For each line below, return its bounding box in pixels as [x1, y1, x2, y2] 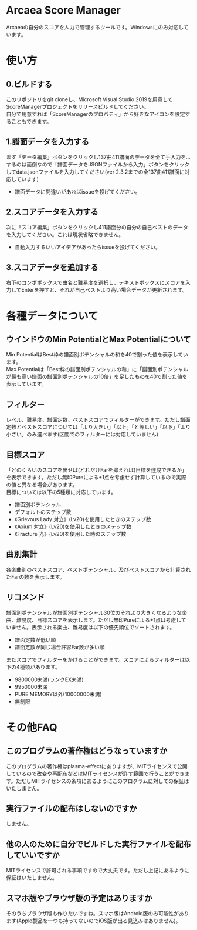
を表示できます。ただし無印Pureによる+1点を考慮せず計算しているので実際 [6, 474, 186, 481]
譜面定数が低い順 [14, 636, 56, 643]
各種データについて [6, 309, 98, 322]
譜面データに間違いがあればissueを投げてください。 [14, 188, 141, 195]
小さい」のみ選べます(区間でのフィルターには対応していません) [6, 431, 159, 438]
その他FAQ [6, 721, 57, 734]
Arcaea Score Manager [6, 4, 121, 17]
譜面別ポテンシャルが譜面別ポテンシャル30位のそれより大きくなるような [6, 609, 182, 616]
